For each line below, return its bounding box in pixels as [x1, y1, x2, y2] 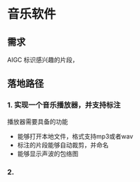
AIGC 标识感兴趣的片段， [7, 56, 79, 64]
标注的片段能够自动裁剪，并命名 [17, 140, 109, 149]
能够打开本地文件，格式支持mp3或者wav [17, 132, 134, 140]
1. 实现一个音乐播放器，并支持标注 [7, 100, 121, 110]
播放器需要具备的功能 [7, 117, 68, 125]
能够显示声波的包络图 [17, 149, 78, 158]
